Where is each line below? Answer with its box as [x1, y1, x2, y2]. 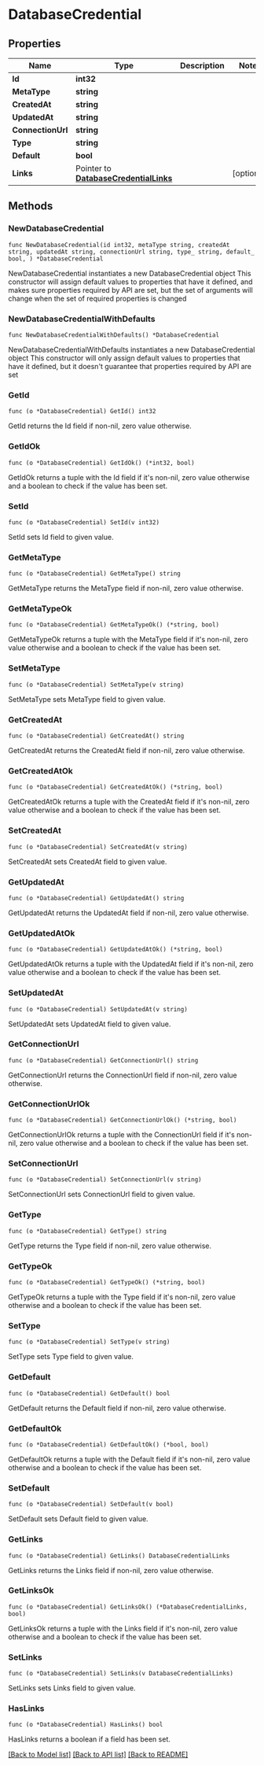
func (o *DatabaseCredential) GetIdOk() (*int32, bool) [8, 459, 195, 467]
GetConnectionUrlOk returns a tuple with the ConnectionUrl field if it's [8, 1130, 236, 1140]
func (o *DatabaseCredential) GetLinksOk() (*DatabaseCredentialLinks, [8, 1603, 247, 1611]
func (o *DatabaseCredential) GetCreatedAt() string [8, 732, 185, 741]
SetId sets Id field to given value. [8, 532, 114, 541]
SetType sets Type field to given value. [8, 1352, 134, 1361]
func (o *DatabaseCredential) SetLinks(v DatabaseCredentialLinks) [8, 1670, 234, 1678]
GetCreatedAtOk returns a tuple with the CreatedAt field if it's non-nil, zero [8, 797, 250, 807]
